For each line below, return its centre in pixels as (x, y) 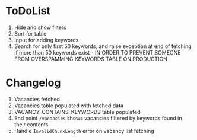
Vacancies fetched (37, 99)
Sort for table (30, 33)
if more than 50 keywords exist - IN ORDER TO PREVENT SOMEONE (98, 52)
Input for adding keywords (46, 40)
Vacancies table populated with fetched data (69, 106)
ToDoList (28, 11)
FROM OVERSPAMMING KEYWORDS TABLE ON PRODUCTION (90, 59)
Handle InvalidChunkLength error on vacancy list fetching (84, 131)
